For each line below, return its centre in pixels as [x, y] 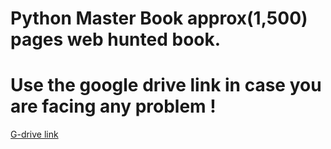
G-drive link [34, 134]
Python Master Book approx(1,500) [159, 18]
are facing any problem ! [113, 106]
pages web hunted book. [116, 39]
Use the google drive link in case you [166, 85]
